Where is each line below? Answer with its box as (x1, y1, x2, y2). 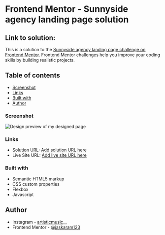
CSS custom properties (12, 181, 60, 187)
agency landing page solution (5, 14, 129, 25)
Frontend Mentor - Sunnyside (5, 3, 129, 15)
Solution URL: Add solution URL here (12, 147, 87, 153)
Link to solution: (5, 34, 56, 42)
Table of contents (5, 71, 60, 80)
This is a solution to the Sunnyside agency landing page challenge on (5, 47, 146, 52)
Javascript (12, 191, 34, 198)
